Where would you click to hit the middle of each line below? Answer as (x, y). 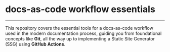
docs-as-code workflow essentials (80, 9)
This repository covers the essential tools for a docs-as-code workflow (79, 28)
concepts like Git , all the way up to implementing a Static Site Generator (80, 38)
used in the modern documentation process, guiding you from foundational (83, 33)
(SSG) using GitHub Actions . (35, 44)
